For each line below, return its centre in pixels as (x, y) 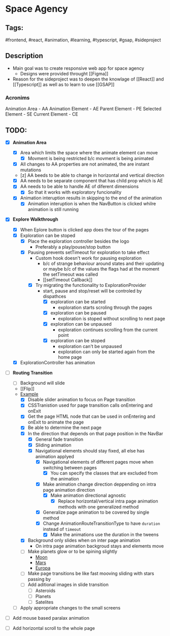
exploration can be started (78, 302)
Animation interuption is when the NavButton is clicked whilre (92, 204)
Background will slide (42, 383)
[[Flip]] (27, 389)
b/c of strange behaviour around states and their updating (104, 263)
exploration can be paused (78, 313)
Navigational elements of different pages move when (98, 462)
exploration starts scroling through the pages (105, 307)
